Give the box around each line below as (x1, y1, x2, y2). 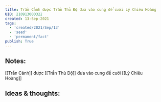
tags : (5, 20, 16, 26)
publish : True (5, 39, 34, 44)
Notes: (5, 57, 26, 65)
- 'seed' (9, 30, 27, 35)
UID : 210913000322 (5, 12, 43, 17)
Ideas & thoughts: (5, 89, 60, 98)
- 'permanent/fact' (9, 35, 49, 40)
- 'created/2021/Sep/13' (9, 25, 60, 30)
